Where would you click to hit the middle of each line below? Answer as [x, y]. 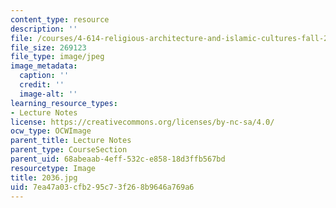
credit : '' [42, 85]
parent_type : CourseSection [69, 150]
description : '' [44, 29]
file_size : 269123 [48, 47]
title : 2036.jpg [44, 177]
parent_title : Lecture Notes [71, 141]
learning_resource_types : [64, 103]
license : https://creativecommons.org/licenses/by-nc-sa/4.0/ [142, 122]
